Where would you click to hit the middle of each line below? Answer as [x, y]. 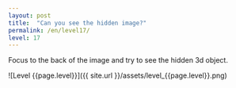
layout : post [30, 15]
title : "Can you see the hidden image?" [78, 23]
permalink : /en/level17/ [49, 30]
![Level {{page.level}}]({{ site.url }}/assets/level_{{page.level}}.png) [118, 75]
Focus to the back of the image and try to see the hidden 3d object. [118, 60]
